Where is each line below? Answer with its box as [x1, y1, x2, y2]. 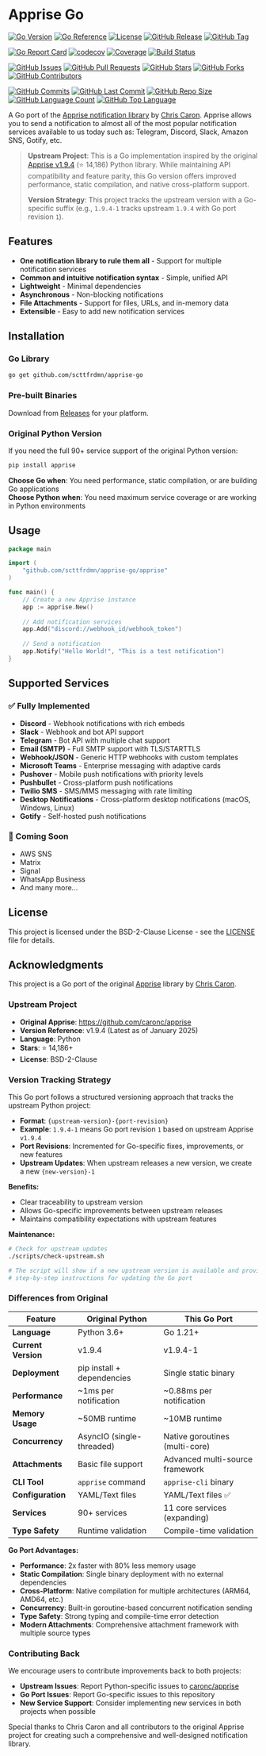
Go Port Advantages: [8, 1545, 79, 1554]
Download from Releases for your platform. [8, 408, 149, 417]
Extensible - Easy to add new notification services [19, 306, 184, 316]
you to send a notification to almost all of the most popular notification [8, 118, 237, 128]
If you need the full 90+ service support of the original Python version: [8, 446, 238, 455]
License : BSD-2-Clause [19, 1054, 97, 1064]
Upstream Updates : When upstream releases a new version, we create [19, 1158, 253, 1168]
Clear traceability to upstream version [19, 1197, 143, 1207]
